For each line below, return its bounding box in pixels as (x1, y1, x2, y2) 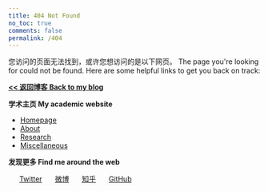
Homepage (19, 115, 58, 125)
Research (19, 133, 52, 142)
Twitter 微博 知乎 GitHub (18, 174, 132, 184)
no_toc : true (8, 19, 52, 27)
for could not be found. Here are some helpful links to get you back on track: (8, 66, 261, 76)
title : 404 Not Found (8, 11, 81, 20)
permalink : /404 (8, 34, 62, 42)
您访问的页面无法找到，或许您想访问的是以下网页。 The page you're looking (8, 57, 259, 66)
